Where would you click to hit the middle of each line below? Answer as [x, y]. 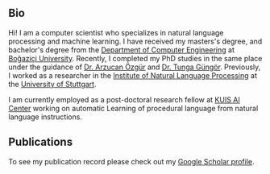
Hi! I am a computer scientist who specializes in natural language [116, 32]
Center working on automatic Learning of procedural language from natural [133, 108]
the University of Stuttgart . [52, 84]
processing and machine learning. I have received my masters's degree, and [135, 41]
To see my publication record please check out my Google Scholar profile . [132, 161]
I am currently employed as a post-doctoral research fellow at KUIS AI [124, 99]
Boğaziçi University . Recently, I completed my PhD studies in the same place [135, 58]
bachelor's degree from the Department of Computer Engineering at [122, 50]
